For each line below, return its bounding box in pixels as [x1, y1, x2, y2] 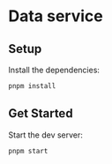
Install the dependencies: [8, 64, 101, 75]
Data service [8, 6, 103, 26]
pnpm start [8, 146, 49, 155]
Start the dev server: [8, 130, 83, 140]
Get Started [8, 106, 73, 121]
